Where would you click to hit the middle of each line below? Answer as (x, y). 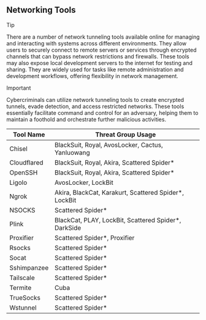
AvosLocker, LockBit (84, 182)
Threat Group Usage (125, 135)
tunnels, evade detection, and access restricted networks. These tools (95, 106)
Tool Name (29, 135)
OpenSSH (24, 173)
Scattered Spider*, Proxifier (94, 238)
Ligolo (18, 182)
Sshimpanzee (29, 268)
